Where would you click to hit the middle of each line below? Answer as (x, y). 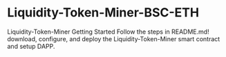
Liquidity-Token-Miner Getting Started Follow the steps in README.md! (108, 32)
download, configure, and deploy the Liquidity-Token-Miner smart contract (114, 38)
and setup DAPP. (31, 46)
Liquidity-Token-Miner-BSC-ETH (103, 13)
